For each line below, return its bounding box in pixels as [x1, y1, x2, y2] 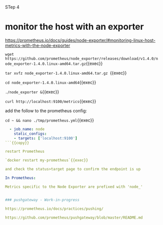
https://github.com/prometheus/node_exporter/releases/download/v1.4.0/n [5, 56, 159, 61]
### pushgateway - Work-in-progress [5, 197, 80, 202]
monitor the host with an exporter [5, 21, 144, 32]
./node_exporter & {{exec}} [5, 89, 60, 95]
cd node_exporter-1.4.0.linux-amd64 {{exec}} [5, 79, 97, 85]
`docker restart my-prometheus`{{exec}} [5, 158, 89, 163]
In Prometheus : [5, 176, 36, 181]
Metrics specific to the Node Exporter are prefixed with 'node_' [5, 184, 143, 189]
